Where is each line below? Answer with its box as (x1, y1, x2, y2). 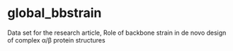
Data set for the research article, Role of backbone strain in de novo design (7, 28, 227, 37)
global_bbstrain (7, 5, 102, 21)
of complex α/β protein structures (7, 35, 106, 44)
